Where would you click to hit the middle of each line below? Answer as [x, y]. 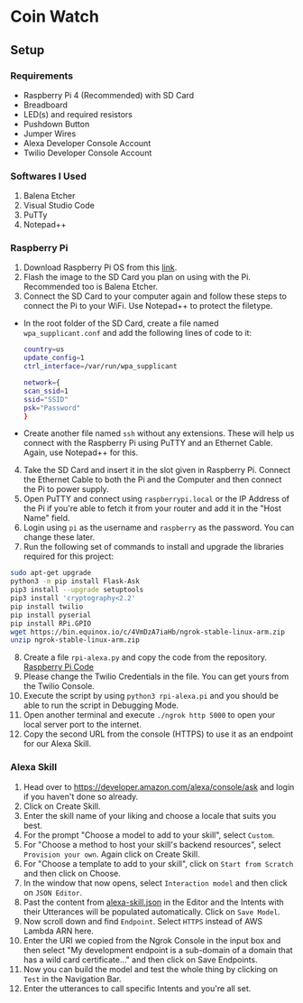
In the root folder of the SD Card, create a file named [121, 323]
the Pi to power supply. [66, 489]
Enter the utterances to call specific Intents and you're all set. [137, 988]
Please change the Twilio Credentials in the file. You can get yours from [156, 677]
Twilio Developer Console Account [87, 153]
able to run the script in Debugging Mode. [101, 705]
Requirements [42, 76]
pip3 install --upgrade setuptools [77, 590]
